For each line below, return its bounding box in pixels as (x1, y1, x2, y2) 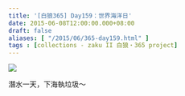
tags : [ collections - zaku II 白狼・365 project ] (8, 42, 179, 50)
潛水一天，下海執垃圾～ (8, 79, 86, 89)
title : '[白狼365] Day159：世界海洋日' (8, 11, 133, 20)
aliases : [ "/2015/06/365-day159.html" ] (8, 34, 150, 42)
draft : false (8, 26, 52, 34)
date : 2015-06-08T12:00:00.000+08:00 (8, 19, 135, 27)
